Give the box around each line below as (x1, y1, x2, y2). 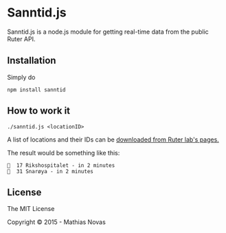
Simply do (7, 73, 36, 81)
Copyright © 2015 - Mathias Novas (7, 218, 106, 226)
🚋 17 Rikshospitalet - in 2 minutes (7, 162, 115, 169)
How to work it (7, 105, 71, 117)
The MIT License (7, 205, 55, 213)
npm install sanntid (7, 86, 67, 93)
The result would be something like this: (7, 148, 120, 157)
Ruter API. (7, 34, 36, 43)
